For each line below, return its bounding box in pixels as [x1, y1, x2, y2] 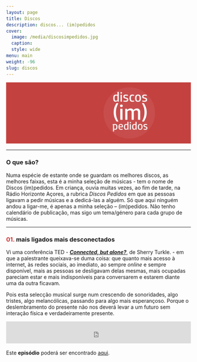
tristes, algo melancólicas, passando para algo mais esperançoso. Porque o [6, 297, 189, 304]
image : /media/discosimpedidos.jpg [11, 34, 98, 40]
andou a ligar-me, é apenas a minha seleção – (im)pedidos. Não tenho [6, 203, 176, 210]
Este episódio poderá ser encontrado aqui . [6, 349, 110, 356]
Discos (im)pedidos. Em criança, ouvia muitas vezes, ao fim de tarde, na [6, 184, 181, 191]
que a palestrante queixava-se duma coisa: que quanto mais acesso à [6, 255, 175, 262]
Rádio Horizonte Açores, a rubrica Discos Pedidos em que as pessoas [6, 190, 175, 197]
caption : [11, 40, 33, 46]
